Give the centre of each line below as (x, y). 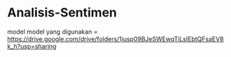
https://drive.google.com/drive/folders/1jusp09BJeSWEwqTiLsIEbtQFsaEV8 (115, 38)
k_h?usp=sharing (32, 46)
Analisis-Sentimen (62, 13)
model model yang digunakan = (53, 32)
